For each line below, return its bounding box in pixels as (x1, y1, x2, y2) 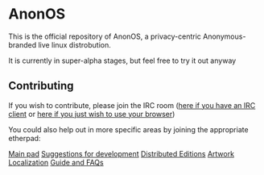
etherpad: (8, 133, 41, 143)
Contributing (8, 79, 74, 93)
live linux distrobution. (38, 40, 111, 49)
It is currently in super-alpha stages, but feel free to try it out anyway (8, 56, 237, 65)
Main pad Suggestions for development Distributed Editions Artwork (8, 148, 235, 158)
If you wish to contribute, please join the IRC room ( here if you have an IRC (8, 100, 256, 110)
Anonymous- (202, 31, 246, 41)
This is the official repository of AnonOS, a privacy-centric (8, 31, 201, 41)
